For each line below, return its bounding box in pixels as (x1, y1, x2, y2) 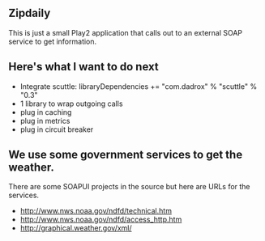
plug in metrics (19, 116, 71, 125)
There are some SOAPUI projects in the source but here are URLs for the (8, 182, 250, 192)
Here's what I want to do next (8, 60, 160, 74)
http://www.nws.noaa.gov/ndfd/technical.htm (19, 206, 173, 216)
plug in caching (19, 107, 72, 116)
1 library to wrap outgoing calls (19, 99, 123, 108)
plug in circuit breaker (19, 125, 94, 134)
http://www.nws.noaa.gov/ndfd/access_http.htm (19, 214, 182, 225)
